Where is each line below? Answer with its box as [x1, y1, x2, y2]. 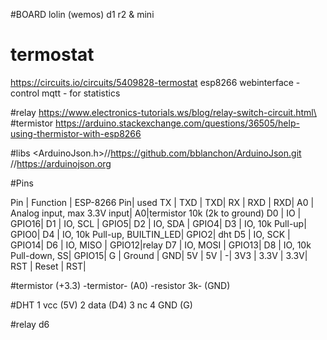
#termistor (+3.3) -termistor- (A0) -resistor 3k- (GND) [10, 279, 231, 291]
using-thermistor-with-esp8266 [10, 127, 142, 139]
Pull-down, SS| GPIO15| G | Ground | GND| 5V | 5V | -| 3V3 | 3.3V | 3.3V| [10, 249, 308, 261]
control [10, 87, 40, 99]
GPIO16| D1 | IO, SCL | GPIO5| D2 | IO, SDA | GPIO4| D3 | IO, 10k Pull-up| [10, 217, 307, 229]
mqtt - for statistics [41, 87, 121, 99]
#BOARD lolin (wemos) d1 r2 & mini [10, 9, 155, 20]
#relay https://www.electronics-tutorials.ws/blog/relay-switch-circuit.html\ [10, 106, 317, 118]
